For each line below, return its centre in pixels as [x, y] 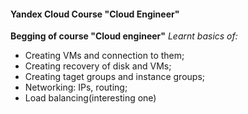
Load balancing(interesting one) [90, 98]
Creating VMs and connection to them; [104, 56]
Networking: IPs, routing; [76, 87]
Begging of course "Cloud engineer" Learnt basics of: [124, 36]
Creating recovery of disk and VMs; [98, 66]
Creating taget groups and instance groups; [115, 77]
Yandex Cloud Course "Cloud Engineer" [95, 14]
